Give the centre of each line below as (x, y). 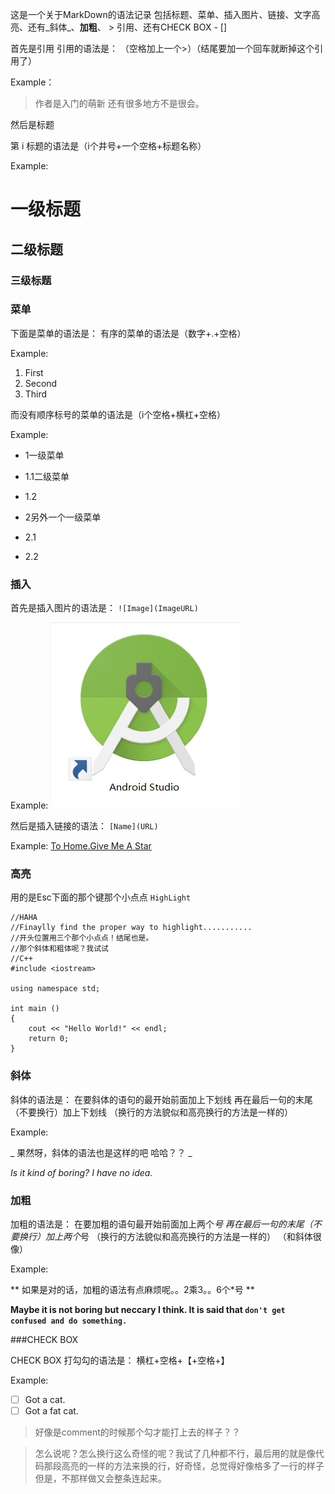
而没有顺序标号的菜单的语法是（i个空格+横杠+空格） (118, 414)
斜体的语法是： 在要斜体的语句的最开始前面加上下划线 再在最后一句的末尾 (161, 1099)
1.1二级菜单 (47, 476)
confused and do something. (69, 1321)
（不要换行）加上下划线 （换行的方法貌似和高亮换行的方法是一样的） (151, 1112)
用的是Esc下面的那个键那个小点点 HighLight (101, 897)
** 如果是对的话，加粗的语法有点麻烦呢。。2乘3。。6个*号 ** (132, 1289)
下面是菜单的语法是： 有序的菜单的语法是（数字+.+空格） (128, 333)
